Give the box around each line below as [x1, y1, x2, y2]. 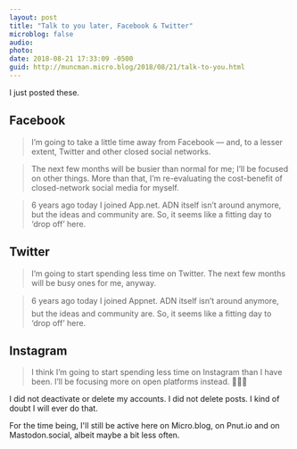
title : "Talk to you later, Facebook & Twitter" [9, 21, 194, 30]
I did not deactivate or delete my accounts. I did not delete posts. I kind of [9, 394, 280, 404]
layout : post [9, 12, 58, 22]
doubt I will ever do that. [9, 403, 98, 414]
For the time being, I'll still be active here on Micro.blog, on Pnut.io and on [9, 420, 280, 431]
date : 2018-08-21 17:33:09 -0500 [9, 54, 134, 63]
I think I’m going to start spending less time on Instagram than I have [30, 367, 283, 378]
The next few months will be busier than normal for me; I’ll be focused [30, 163, 289, 174]
